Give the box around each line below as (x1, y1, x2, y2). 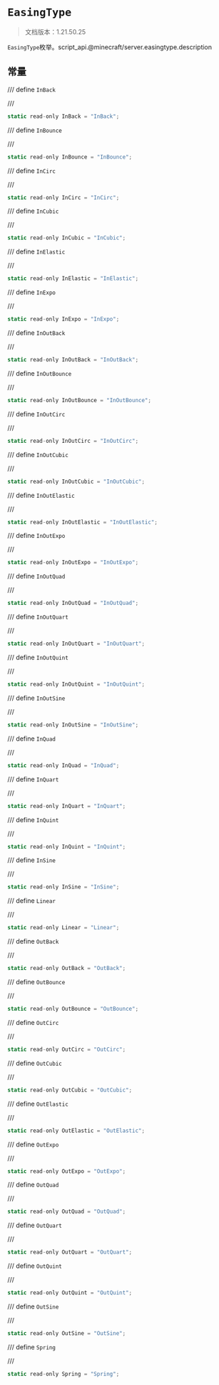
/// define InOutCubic (7, 450, 69, 459)
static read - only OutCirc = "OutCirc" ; (7, 1046, 126, 1053)
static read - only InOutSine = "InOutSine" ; (7, 721, 139, 729)
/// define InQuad (7, 734, 56, 743)
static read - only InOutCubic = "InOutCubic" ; (7, 478, 145, 485)
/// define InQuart (7, 774, 59, 784)
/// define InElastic (7, 247, 66, 256)
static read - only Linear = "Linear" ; (7, 924, 120, 931)
